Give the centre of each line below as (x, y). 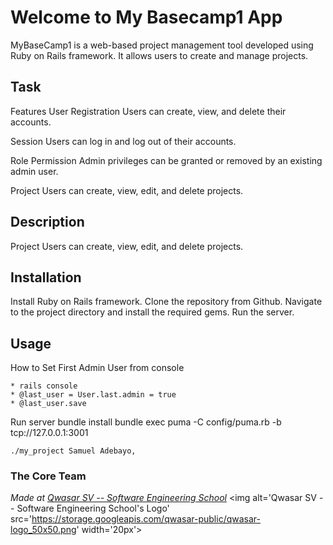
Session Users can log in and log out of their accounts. (123, 141)
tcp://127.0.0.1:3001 (49, 433)
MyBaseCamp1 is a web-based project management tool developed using (162, 45)
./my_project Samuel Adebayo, (73, 451)
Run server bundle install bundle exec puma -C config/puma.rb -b (146, 422)
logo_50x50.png (43, 530)
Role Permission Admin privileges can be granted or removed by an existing (166, 160)
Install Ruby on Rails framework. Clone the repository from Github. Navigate (166, 302)
